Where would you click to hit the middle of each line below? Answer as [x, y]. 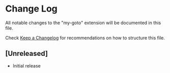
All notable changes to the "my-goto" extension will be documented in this [83, 23]
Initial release [26, 65]
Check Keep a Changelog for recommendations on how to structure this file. [85, 38]
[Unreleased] [27, 54]
